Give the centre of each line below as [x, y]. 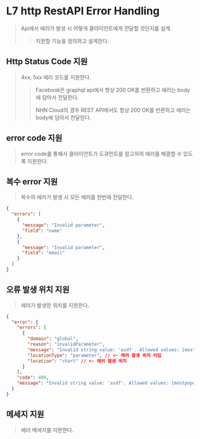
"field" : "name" [42, 231]
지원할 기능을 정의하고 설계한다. [72, 41]
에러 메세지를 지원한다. [47, 430]
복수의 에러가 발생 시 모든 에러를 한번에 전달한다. [77, 197]
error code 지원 [34, 138]
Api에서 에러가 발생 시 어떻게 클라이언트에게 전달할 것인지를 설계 [96, 28]
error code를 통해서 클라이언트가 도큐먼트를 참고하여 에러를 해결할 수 [101, 154]
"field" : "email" [43, 253]
